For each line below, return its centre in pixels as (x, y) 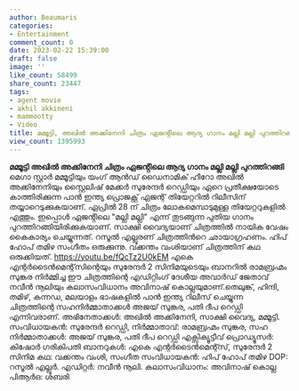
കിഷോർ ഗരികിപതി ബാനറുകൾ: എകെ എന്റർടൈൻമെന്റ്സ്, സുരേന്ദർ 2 (141, 347)
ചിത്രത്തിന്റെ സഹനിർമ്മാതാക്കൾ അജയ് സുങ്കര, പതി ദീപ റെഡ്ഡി (126, 307)
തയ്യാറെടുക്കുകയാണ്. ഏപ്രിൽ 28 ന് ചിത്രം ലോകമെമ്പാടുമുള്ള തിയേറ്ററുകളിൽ (148, 206)
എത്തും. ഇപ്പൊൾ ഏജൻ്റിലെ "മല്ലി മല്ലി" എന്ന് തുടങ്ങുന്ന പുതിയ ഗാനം (131, 216)
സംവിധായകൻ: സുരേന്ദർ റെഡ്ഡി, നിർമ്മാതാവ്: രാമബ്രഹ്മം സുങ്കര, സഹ (139, 326)
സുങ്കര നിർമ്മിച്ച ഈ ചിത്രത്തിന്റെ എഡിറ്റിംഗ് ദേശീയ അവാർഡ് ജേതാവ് (139, 276)
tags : (19, 92)
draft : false (33, 59)
